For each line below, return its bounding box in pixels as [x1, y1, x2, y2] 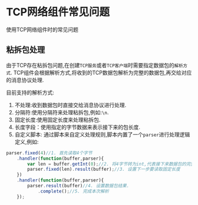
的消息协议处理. [6, 76, 44, 83]
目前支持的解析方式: [6, 89, 55, 96]
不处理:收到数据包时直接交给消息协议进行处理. [14, 101, 127, 108]
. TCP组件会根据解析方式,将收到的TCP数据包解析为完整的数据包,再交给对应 [10, 69, 192, 76]
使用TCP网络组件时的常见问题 [6, 26, 78, 33]
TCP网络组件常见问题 [6, 5, 110, 19]
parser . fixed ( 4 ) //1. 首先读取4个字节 [6, 150, 93, 156]
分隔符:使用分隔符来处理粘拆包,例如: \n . [14, 108, 109, 115]
